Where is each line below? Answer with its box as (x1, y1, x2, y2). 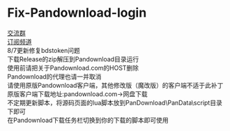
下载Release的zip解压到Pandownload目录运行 (7, 54, 139, 63)
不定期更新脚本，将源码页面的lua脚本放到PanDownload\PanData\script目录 (7, 98, 223, 107)
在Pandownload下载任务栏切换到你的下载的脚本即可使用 (7, 116, 169, 124)
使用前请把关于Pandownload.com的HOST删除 (7, 63, 139, 72)
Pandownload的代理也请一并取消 (7, 72, 102, 81)
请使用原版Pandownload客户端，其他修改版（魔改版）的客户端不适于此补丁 (7, 81, 224, 89)
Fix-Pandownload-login (7, 5, 147, 21)
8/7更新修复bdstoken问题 (7, 46, 80, 54)
